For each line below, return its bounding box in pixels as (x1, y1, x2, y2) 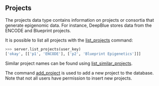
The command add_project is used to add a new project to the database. (5, 70, 154, 76)
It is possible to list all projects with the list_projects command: (5, 37, 133, 43)
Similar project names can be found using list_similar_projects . (5, 60, 133, 66)
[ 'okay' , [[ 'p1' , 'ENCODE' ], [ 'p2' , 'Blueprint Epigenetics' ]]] (5, 51, 141, 56)
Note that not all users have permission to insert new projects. (5, 75, 133, 81)
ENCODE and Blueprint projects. (5, 27, 71, 34)
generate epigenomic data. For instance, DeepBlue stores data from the (5, 22, 152, 28)
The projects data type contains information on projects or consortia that (5, 17, 154, 23)
